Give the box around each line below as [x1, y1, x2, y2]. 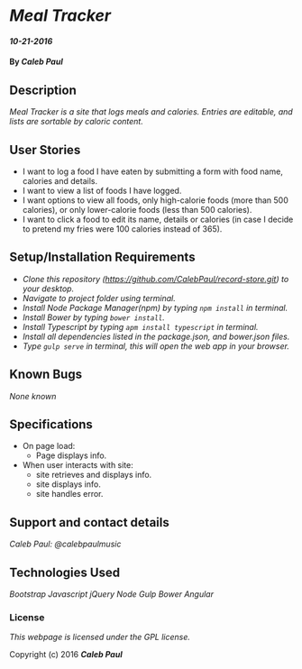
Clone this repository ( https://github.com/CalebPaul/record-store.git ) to [22, 273, 289, 284]
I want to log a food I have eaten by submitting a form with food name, [22, 166, 284, 177]
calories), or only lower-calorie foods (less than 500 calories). [22, 205, 252, 215]
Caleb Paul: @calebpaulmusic [9, 538, 122, 550]
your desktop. [22, 283, 75, 294]
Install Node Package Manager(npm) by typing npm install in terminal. [22, 302, 288, 313]
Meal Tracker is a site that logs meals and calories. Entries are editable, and [9, 106, 293, 117]
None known [9, 390, 57, 401]
